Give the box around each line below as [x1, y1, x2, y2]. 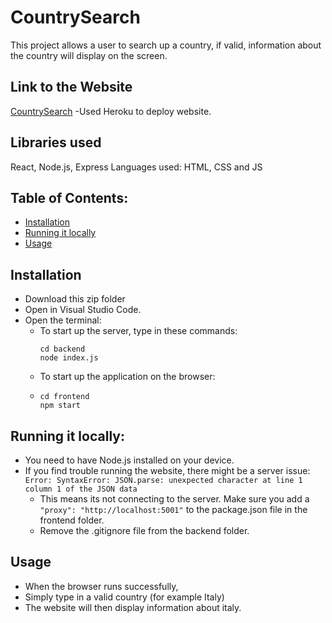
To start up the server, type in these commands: [39, 325, 238, 337]
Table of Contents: [10, 189, 129, 206]
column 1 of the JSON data [24, 484, 138, 494]
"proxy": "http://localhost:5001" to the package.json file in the [39, 504, 308, 515]
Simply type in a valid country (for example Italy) [24, 591, 225, 603]
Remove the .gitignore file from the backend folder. [39, 525, 250, 536]
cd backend [39, 344, 86, 355]
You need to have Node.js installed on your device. [24, 454, 235, 466]
